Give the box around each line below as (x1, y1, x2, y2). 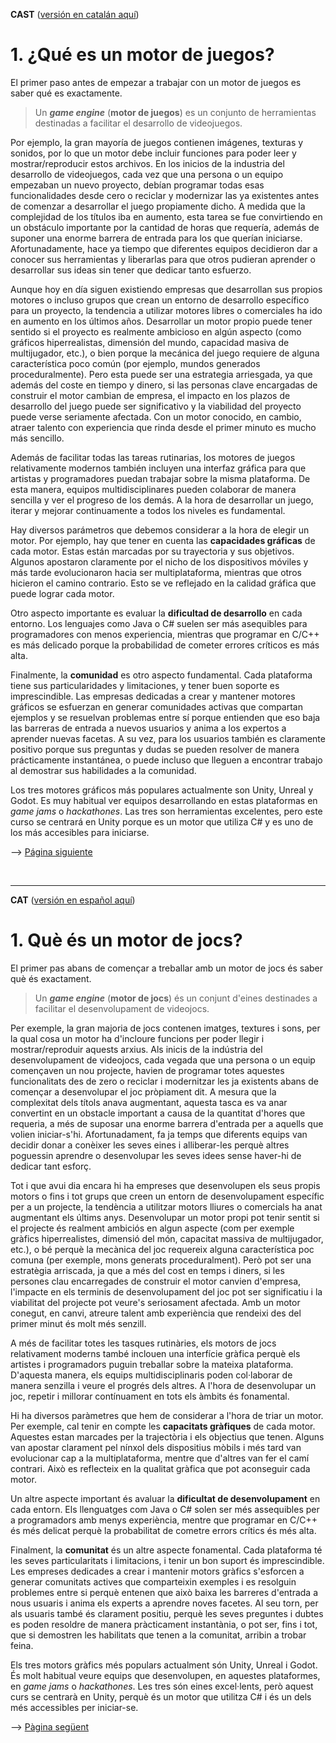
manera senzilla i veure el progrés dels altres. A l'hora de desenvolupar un (10, 1379, 317, 1391)
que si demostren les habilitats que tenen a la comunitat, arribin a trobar (10, 1629, 307, 1641)
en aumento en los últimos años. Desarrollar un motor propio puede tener (10, 315, 313, 327)
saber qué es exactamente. (10, 87, 123, 99)
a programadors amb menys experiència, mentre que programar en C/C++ (10, 1514, 318, 1526)
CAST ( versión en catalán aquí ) (10, 9, 140, 20)
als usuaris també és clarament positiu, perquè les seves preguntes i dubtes (10, 1607, 324, 1619)
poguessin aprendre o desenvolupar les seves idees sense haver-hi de (10, 1149, 302, 1161)
